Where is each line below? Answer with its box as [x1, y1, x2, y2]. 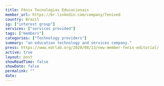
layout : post [5, 54, 33, 60]
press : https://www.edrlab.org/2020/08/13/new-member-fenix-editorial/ [5, 45, 159, 50]
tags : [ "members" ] [5, 31, 44, 36]
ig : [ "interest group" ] [5, 21, 56, 27]
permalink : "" [5, 69, 35, 74]
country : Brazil [5, 17, 39, 22]
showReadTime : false [5, 59, 49, 64]
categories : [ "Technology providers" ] [5, 36, 87, 41]
